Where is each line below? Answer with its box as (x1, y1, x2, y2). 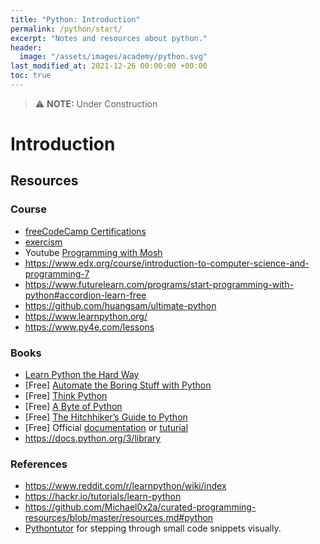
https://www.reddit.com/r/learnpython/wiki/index (24, 480, 227, 492)
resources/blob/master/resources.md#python (24, 512, 214, 524)
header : (10, 42, 43, 53)
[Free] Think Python (24, 390, 108, 402)
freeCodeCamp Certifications (24, 225, 147, 237)
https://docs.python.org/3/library (24, 432, 162, 445)
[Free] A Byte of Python (24, 401, 123, 413)
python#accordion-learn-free (24, 289, 147, 301)
